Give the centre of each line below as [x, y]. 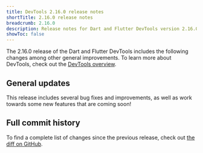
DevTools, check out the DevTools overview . [61, 64]
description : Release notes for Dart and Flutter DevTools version [93, 29]
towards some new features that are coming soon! [69, 104]
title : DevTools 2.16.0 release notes [55, 12]
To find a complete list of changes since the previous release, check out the [101, 137]
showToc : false [25, 34]
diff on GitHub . [25, 144]
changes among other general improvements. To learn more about [89, 58]
